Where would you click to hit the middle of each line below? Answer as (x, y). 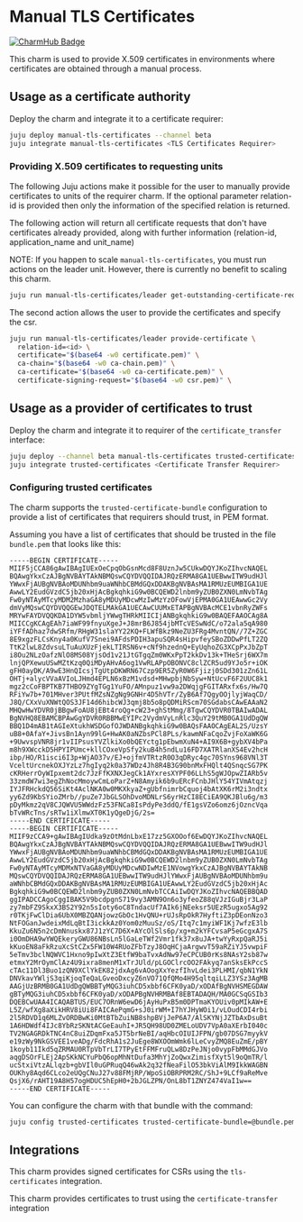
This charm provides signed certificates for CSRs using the (119, 1172)
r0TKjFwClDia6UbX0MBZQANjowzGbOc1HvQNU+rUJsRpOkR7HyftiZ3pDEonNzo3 (139, 915)
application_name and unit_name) (72, 242)
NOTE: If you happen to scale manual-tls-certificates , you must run (138, 260)
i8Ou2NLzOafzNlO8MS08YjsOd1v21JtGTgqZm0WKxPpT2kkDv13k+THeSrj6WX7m (139, 655)
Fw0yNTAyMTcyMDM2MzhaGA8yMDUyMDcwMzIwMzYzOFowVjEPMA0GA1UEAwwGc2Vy (139, 600)
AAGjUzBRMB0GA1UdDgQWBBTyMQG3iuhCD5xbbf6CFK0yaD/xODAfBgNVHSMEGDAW (139, 986)
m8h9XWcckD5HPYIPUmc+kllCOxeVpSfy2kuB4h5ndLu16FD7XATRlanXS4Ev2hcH (139, 750)
